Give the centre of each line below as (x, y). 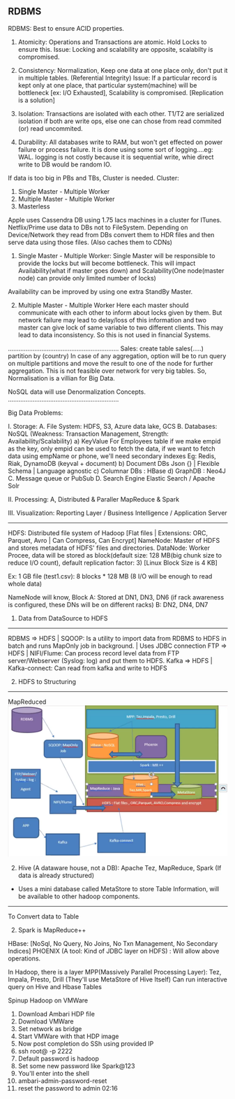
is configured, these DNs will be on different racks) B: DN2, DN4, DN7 (108, 604)
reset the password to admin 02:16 (68, 1089)
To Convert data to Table (44, 916)
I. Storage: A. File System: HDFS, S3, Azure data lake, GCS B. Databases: (113, 426)
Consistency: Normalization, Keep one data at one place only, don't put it (123, 70)
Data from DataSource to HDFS (63, 618)
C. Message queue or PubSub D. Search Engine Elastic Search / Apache (112, 478)
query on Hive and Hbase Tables (55, 987)
